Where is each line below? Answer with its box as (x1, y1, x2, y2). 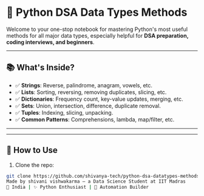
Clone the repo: (15, 161, 55, 169)
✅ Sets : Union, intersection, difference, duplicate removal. (15, 102, 161, 109)
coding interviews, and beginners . (6, 38, 95, 46)
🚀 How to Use (6, 145, 58, 155)
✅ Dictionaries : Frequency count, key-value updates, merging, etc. (15, 95, 183, 103)
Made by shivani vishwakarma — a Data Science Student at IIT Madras (6, 178, 186, 184)
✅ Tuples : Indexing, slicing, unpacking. (15, 109, 114, 116)
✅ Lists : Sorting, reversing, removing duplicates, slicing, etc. (15, 88, 167, 96)
